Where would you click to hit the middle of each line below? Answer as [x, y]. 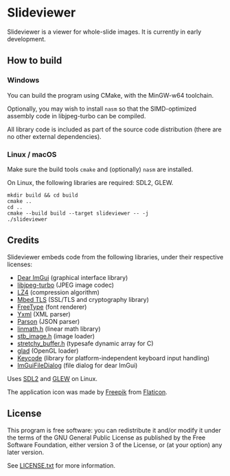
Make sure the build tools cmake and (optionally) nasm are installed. [100, 169]
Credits [23, 240]
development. [26, 39]
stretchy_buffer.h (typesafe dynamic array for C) [85, 343]
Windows [23, 80]
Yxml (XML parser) [44, 314]
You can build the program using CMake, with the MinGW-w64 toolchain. [111, 95]
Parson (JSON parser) [48, 321]
